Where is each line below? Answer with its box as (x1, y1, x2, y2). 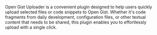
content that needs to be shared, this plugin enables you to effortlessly (5, 19, 147, 25)
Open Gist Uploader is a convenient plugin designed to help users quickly (5, 4, 152, 10)
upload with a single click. (5, 24, 57, 30)
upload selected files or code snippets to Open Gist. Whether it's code (5, 9, 146, 15)
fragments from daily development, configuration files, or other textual (5, 14, 146, 20)
